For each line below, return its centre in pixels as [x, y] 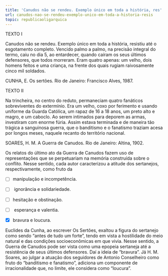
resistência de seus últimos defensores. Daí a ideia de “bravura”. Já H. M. [82, 252]
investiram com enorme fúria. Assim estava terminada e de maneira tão [80, 122]
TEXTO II [14, 91]
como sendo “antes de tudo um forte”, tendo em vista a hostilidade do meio [84, 236]
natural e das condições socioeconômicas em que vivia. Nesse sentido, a [82, 241]
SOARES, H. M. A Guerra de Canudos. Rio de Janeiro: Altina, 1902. [75, 143]
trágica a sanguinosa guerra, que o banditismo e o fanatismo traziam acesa [84, 128]
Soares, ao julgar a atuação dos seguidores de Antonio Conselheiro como [82, 257]
